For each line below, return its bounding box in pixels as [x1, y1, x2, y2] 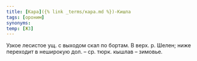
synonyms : [6, 20, 31, 26]
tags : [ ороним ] [6, 14, 45, 20]
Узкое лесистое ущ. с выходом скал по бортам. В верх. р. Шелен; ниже [6, 42, 192, 49]
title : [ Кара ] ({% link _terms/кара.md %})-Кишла [6, 8, 131, 15]
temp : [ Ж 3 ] [6, 25, 34, 32]
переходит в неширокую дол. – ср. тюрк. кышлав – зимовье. [6, 48, 163, 56]
